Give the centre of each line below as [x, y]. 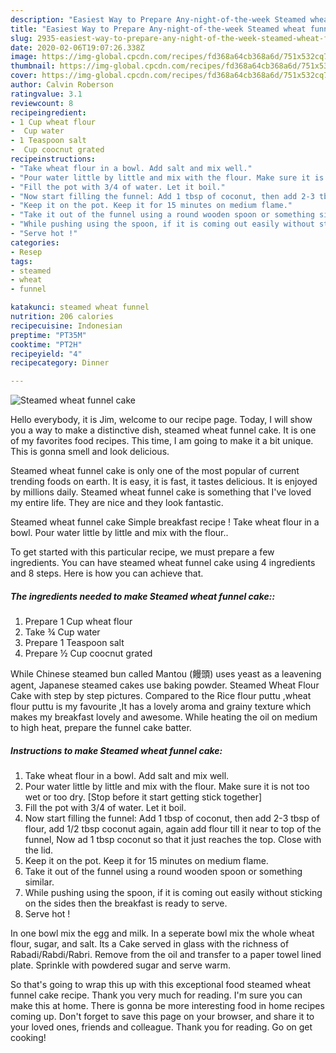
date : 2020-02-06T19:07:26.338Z [77, 47]
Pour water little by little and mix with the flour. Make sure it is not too [167, 787]
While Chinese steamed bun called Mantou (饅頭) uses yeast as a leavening [166, 674]
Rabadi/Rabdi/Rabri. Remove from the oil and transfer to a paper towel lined [166, 955]
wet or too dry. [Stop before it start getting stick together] [143, 797]
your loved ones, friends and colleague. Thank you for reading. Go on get [161, 1027]
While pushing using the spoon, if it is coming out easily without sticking [173, 893]
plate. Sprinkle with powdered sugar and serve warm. [121, 965]
